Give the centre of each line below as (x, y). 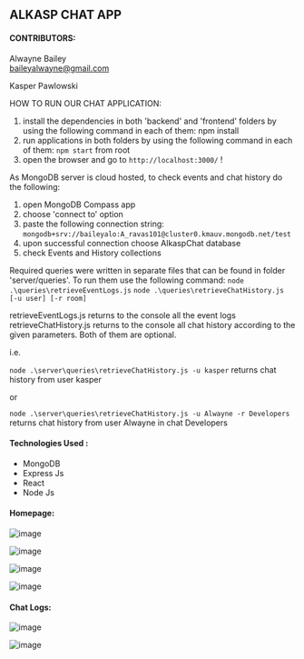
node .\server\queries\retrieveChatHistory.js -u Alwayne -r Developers (150, 414)
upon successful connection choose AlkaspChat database (132, 243)
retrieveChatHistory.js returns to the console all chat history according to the (152, 325)
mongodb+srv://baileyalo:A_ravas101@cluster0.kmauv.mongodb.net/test (157, 234)
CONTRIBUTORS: (43, 38)
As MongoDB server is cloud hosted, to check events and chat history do (146, 177)
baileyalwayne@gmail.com (59, 68)
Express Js (43, 473)
